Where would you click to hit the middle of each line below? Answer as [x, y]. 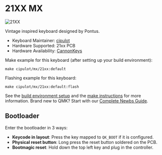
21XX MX [24, 8]
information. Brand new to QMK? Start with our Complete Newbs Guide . [77, 101]
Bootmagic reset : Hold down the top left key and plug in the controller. [83, 147]
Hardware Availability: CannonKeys [47, 51]
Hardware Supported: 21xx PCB [44, 45]
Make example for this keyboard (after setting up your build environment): [79, 60]
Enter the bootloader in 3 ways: [36, 127]
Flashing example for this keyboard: [41, 78]
